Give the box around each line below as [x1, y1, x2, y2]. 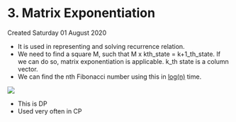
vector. [17, 65, 38, 73]
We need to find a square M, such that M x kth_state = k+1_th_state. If [17, 50, 221, 58]
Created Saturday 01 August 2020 [7, 28, 107, 37]
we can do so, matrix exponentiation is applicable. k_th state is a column [17, 57, 229, 65]
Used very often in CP [17, 106, 83, 115]
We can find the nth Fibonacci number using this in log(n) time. [17, 72, 202, 81]
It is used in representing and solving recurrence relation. [17, 42, 186, 50]
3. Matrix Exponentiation [7, 5, 156, 21]
